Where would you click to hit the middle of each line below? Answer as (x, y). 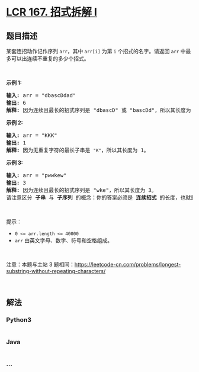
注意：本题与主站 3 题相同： (41, 264)
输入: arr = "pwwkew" (36, 175)
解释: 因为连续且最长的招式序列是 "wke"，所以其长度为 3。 (81, 190)
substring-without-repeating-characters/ (56, 271)
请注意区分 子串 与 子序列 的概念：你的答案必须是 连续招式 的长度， (93, 198)
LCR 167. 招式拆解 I (52, 12)
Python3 (19, 320)
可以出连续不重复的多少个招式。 (50, 59)
